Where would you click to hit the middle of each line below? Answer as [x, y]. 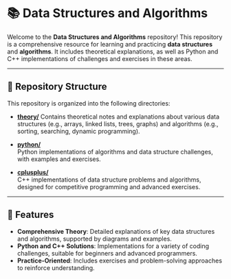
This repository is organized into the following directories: [89, 103]
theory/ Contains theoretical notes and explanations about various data [118, 117]
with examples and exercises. [59, 159]
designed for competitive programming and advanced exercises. [109, 186]
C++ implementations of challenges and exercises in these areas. [100, 58]
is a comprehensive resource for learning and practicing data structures [110, 44]
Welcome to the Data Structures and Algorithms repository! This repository [115, 37]
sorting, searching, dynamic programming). [78, 131]
